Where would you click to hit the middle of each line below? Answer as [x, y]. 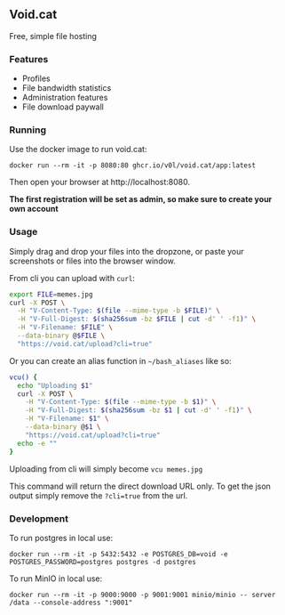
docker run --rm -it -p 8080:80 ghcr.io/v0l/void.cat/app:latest [132, 166]
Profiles [36, 78]
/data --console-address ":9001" [71, 603]
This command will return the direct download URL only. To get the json [140, 486]
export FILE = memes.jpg [51, 294]
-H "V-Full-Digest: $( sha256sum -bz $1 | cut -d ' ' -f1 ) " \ [139, 410]
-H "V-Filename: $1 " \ [67, 419]
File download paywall [63, 107]
